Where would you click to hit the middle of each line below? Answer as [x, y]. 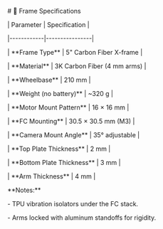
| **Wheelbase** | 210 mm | [49, 80]
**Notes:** [24, 190]
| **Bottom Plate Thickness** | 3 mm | [64, 163]
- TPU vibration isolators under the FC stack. [73, 204]
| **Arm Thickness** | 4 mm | [52, 176]
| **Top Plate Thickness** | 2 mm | [59, 149]
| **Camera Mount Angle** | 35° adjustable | [74, 135]
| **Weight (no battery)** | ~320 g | [61, 94]
